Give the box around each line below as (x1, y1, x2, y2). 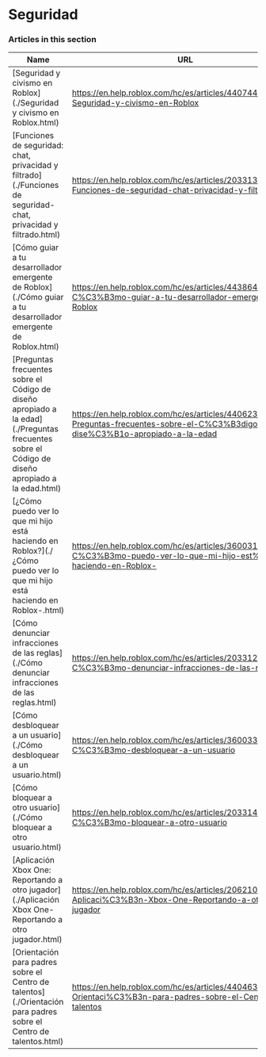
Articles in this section (8, 34, 97, 45)
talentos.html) (12, 1036, 64, 1047)
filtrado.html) (12, 229, 61, 240)
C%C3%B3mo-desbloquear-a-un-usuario (71, 745, 236, 756)
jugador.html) (12, 934, 63, 945)
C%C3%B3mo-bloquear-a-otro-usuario (71, 817, 228, 828)
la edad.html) (12, 483, 62, 494)
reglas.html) (12, 697, 57, 708)
